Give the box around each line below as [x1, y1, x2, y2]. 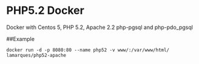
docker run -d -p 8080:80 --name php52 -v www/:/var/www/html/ [6, 46, 170, 53]
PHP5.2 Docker [6, 4, 85, 18]
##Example [6, 35, 35, 42]
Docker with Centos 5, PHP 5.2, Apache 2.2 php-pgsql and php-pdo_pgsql [6, 24, 193, 31]
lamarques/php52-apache [6, 52, 67, 58]
